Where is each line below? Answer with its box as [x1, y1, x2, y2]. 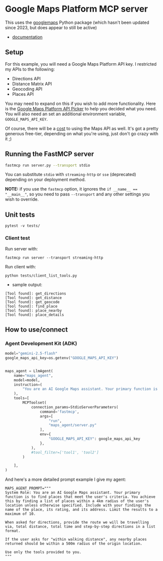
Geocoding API [12, 86, 43, 92]
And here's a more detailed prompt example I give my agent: [5, 476, 127, 482]
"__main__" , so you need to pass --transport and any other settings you [5, 191, 150, 197]
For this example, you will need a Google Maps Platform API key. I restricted [5, 61, 157, 67]
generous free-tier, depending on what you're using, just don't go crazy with [5, 130, 159, 137]
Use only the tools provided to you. [5, 550, 82, 555]
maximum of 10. [5, 511, 36, 516]
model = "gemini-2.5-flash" [5, 351, 57, 356]
